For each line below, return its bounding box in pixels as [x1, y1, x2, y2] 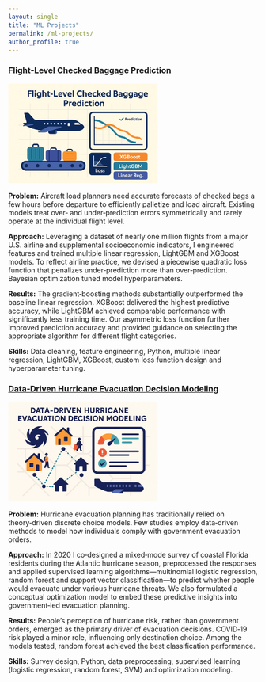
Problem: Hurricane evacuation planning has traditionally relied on [8, 509, 225, 519]
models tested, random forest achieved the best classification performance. [8, 641, 256, 650]
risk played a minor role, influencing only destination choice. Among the [8, 632, 243, 642]
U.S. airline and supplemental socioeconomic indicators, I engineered [8, 240, 235, 250]
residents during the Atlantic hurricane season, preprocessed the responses [8, 558, 257, 568]
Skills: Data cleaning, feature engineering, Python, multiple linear [8, 346, 221, 356]
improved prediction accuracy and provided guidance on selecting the [8, 322, 237, 332]
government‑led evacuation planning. [8, 600, 131, 610]
